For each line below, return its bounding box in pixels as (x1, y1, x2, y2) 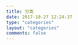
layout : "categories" (6, 25, 60, 31)
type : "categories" (6, 19, 54, 25)
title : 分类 (6, 8, 34, 15)
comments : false (6, 30, 46, 36)
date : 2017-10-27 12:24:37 (6, 14, 73, 20)
